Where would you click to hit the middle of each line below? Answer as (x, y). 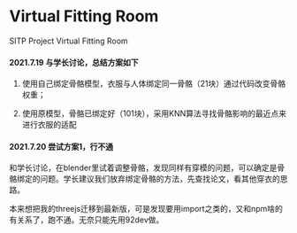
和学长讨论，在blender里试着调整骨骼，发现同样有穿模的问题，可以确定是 (143, 168)
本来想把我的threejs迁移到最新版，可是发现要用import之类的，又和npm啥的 (146, 209)
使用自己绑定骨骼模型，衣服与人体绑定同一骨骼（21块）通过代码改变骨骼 (154, 84)
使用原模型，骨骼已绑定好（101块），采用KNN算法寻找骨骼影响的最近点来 (154, 113)
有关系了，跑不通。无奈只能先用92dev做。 (87, 220)
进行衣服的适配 (49, 125)
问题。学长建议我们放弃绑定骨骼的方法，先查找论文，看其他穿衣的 (160, 179)
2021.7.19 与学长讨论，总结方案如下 (74, 62)
